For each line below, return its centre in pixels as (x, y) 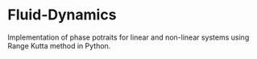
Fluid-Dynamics (62, 15)
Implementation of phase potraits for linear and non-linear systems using (128, 37)
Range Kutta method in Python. (59, 45)
